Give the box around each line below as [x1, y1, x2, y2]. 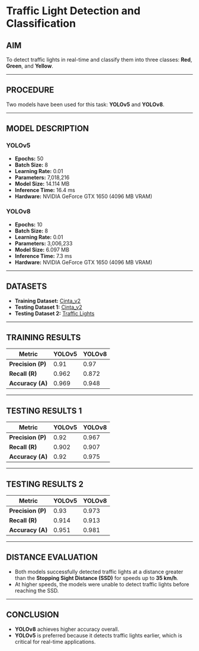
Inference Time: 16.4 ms [14, 186, 75, 193]
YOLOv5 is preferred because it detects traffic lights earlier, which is [14, 631, 182, 639]
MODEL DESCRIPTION [6, 123, 89, 134]
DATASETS [6, 282, 47, 292]
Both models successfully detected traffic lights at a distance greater [14, 568, 184, 575]
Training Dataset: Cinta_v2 [14, 297, 81, 304]
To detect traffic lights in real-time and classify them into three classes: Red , [6, 56, 192, 63]
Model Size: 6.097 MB [14, 246, 70, 253]
